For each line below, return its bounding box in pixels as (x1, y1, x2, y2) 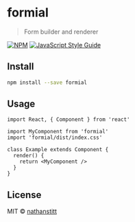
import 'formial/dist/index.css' (7, 134, 103, 142)
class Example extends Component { (7, 146, 109, 153)
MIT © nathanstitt (7, 208, 57, 216)
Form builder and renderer (23, 27, 99, 36)
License (7, 189, 42, 201)
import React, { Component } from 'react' (7, 116, 130, 123)
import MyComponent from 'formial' (7, 129, 109, 135)
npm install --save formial (7, 79, 88, 86)
